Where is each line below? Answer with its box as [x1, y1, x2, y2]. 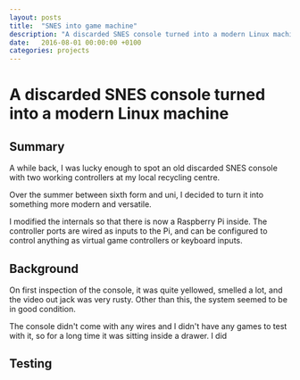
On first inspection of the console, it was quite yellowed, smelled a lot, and [9, 285, 283, 295]
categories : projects [9, 46, 90, 55]
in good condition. [9, 303, 76, 314]
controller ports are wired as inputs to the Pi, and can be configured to [9, 226, 268, 236]
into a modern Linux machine [9, 103, 229, 124]
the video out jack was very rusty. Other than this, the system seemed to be [9, 293, 288, 304]
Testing [9, 356, 53, 371]
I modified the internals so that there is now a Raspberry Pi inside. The [9, 216, 268, 227]
